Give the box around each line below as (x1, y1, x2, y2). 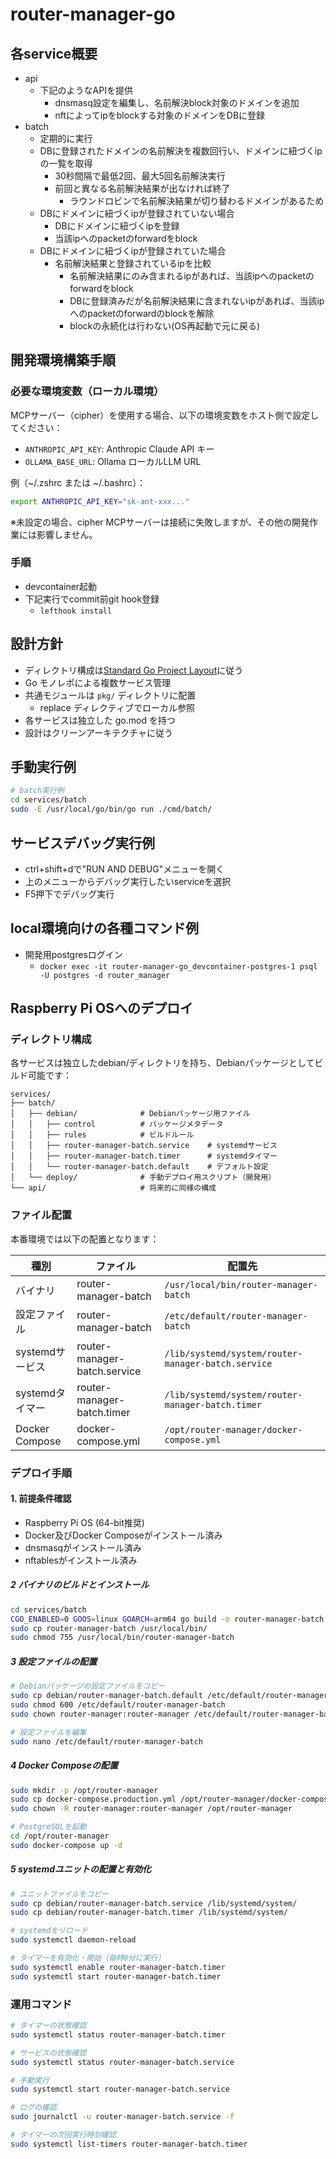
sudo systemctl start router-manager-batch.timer (10, 1971, 222, 1982)
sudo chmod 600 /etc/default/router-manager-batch (10, 1700, 226, 1710)
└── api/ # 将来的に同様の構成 (10, 1183, 217, 1193)
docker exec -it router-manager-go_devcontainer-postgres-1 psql (39, 961, 318, 972)
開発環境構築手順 (10, 352, 116, 369)
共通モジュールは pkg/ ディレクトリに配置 (24, 689, 197, 701)
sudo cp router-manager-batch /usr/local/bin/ (10, 1623, 208, 1633)
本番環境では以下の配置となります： (10, 1233, 160, 1245)
